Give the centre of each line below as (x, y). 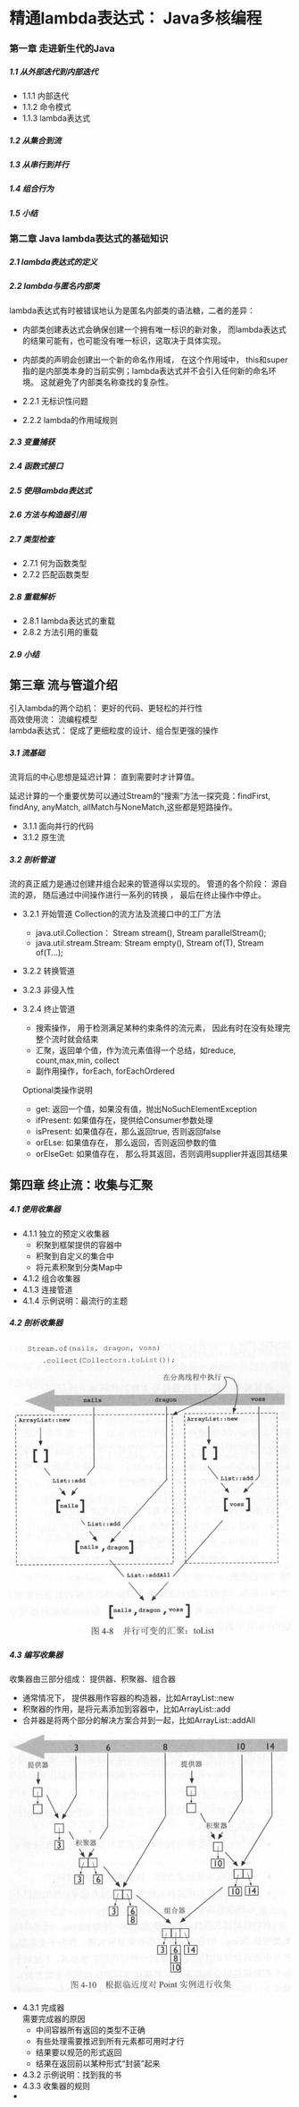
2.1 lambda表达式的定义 (54, 261)
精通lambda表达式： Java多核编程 (136, 18)
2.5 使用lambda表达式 (50, 490)
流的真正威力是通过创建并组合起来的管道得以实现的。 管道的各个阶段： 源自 (148, 884)
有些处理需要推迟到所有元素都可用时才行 (110, 2042)
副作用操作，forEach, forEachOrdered (105, 1071)
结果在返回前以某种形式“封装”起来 (98, 2064)
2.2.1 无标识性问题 (55, 401)
